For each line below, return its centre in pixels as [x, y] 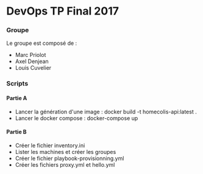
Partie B [16, 132]
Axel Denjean [32, 61]
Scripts [17, 84]
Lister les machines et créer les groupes [66, 152]
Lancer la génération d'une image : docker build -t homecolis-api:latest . [106, 112]
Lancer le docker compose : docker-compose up [77, 118]
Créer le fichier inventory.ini [50, 145]
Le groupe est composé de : [42, 43]
